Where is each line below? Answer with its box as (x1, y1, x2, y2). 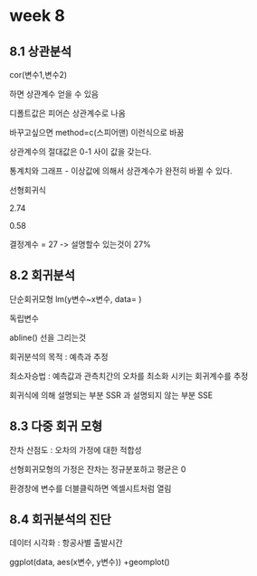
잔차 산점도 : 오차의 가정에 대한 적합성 (9, 444, 142, 455)
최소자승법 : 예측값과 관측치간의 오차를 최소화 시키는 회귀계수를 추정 (9, 370, 249, 381)
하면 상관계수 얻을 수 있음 (9, 89, 100, 99)
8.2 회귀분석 (9, 268, 75, 283)
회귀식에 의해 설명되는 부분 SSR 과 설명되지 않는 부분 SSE (9, 390, 214, 401)
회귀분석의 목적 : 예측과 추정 (9, 351, 109, 362)
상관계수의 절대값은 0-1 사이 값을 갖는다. (9, 146, 152, 156)
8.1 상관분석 (9, 43, 72, 59)
